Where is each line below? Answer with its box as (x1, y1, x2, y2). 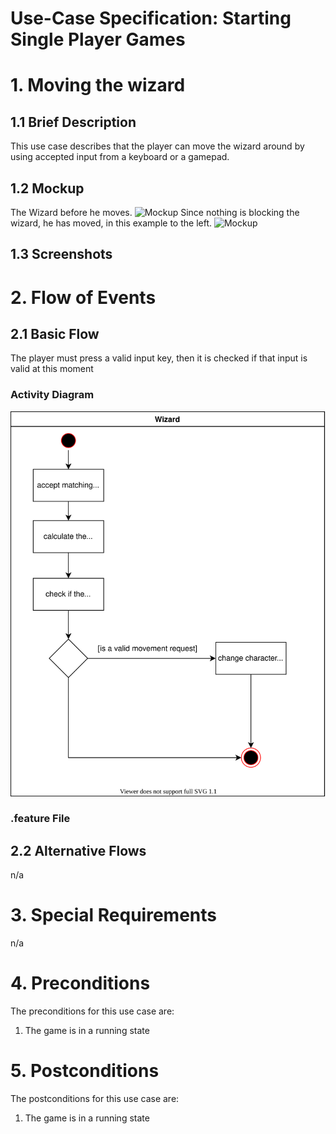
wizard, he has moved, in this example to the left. (10, 217, 213, 229)
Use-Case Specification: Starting (10, 7, 292, 30)
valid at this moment (10, 363, 94, 375)
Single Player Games (10, 28, 186, 51)
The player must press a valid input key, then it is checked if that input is (10, 352, 308, 364)
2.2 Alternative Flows (10, 842, 147, 859)
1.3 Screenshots (10, 246, 113, 263)
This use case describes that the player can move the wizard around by (10, 140, 305, 152)
